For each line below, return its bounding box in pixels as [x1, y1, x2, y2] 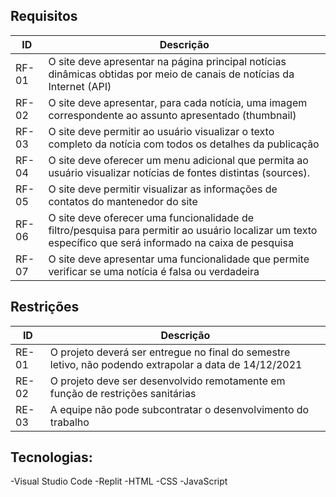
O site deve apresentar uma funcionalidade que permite [48, 252, 310, 266]
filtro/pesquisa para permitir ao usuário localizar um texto [48, 223, 318, 237]
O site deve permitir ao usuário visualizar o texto [48, 124, 275, 138]
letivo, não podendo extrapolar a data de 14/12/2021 [49, 357, 303, 371]
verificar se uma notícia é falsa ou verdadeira [48, 264, 260, 278]
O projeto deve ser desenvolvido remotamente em [49, 374, 286, 388]
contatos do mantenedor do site [48, 194, 198, 208]
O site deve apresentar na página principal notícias [48, 54, 287, 68]
